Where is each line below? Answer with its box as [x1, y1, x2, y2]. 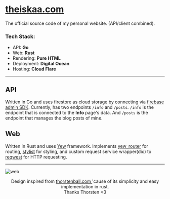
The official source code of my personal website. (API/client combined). [5, 20, 155, 26]
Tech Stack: [5, 33, 35, 40]
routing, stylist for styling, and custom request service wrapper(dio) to [5, 148, 152, 154]
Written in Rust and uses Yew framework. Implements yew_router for [5, 143, 148, 149]
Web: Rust [12, 50, 35, 56]
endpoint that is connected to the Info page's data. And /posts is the [5, 110, 148, 116]
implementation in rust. [61, 183, 109, 189]
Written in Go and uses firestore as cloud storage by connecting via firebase [5, 99, 164, 105]
